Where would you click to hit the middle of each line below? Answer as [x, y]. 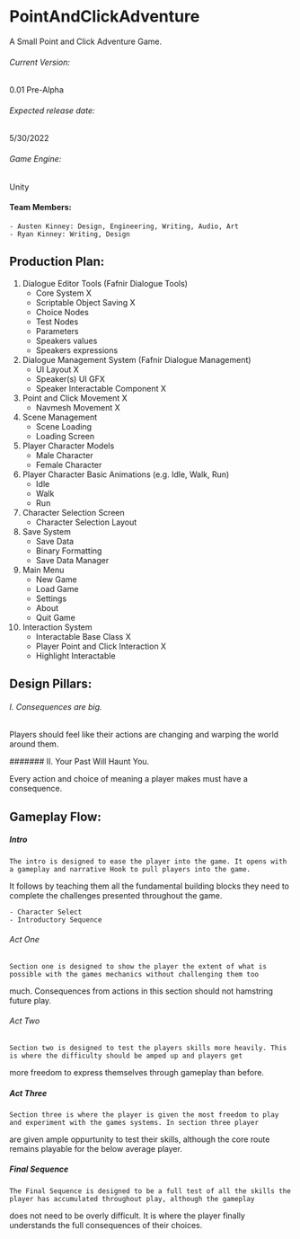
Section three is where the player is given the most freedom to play [144, 1115]
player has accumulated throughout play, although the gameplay [132, 1199]
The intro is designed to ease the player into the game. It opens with [148, 861]
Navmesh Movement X [78, 407]
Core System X [63, 293]
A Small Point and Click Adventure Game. [86, 41]
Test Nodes [57, 322]
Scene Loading [64, 426]
